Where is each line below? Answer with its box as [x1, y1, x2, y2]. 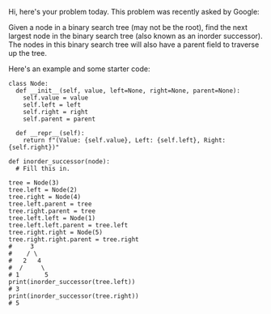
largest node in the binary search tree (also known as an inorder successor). [8, 32, 263, 40]
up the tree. [8, 49, 47, 57]
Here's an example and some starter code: [8, 64, 150, 74]
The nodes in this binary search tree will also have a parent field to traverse [8, 40, 260, 49]
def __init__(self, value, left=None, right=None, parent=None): [15, 87, 241, 95]
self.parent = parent [23, 115, 95, 123]
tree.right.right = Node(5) [8, 228, 104, 236]
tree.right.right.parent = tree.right [8, 235, 139, 244]
